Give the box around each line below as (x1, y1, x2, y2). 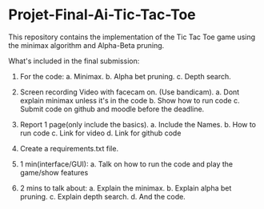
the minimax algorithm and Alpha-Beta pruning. (8, 40, 165, 50)
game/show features (19, 167, 89, 177)
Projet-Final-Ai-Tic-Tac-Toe (8, 6, 196, 24)
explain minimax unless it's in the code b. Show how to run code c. (19, 95, 240, 105)
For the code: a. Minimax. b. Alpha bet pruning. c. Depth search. (19, 71, 232, 81)
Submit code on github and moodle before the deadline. (19, 104, 205, 114)
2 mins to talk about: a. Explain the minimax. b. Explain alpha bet (19, 183, 232, 193)
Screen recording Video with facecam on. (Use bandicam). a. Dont (19, 86, 240, 97)
